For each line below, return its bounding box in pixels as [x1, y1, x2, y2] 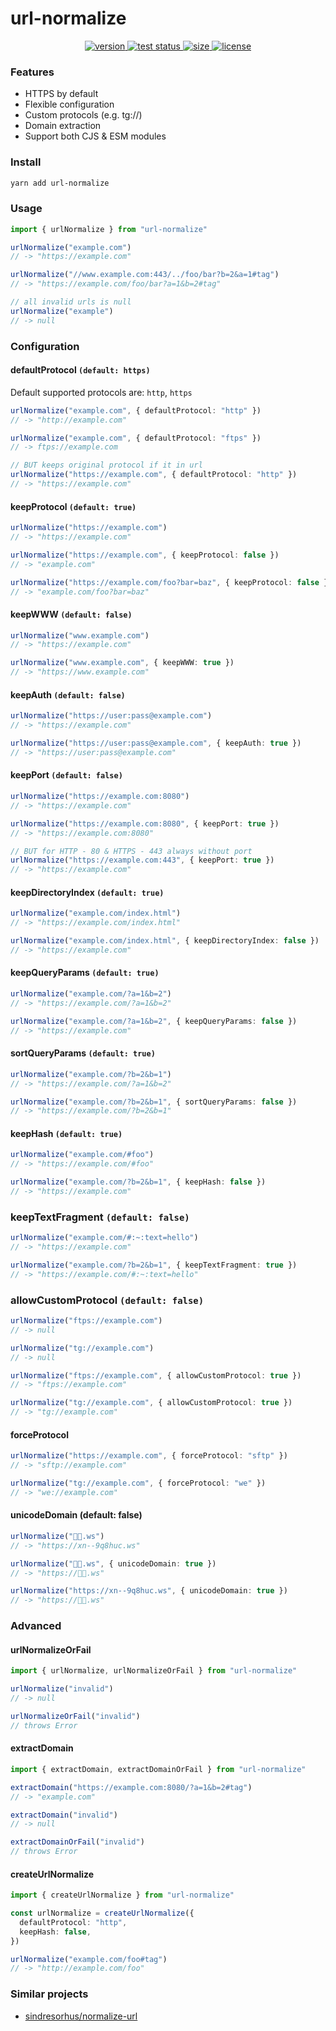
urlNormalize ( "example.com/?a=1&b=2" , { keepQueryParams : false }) [10, 1016, 298, 1026]
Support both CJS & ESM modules [24, 130, 167, 142]
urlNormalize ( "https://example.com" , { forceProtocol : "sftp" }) [10, 1451, 288, 1461]
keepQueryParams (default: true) [10, 967, 160, 979]
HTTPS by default [24, 88, 99, 100]
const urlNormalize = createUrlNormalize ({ [10, 1908, 195, 1919]
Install [10, 155, 42, 169]
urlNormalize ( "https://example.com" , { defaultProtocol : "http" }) [10, 470, 298, 480]
